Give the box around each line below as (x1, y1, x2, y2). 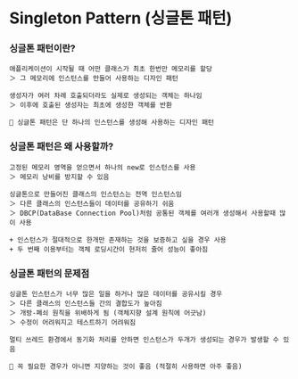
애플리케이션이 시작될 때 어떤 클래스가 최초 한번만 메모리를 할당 (9, 64, 212, 74)
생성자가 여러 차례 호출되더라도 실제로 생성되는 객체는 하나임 (9, 91, 203, 101)
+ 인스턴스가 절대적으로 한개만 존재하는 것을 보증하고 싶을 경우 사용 (9, 235, 227, 244)
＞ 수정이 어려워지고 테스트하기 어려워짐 (9, 318, 137, 327)
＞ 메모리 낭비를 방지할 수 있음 (9, 172, 110, 181)
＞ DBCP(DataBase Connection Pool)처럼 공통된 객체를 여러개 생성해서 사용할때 (9, 209, 277, 218)
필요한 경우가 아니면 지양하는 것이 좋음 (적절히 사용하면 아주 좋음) (27, 362, 243, 371)
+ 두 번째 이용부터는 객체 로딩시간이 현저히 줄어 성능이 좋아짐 (9, 244, 209, 254)
